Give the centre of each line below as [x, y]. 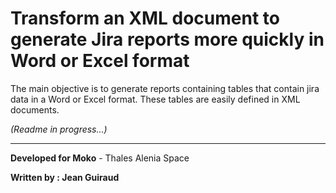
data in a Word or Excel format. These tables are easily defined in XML [155, 99]
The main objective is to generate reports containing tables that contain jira [165, 88]
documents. [35, 109]
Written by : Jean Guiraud [65, 177]
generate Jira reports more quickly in [167, 39]
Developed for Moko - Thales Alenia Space [100, 158]
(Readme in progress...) [59, 129]
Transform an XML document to [145, 18]
